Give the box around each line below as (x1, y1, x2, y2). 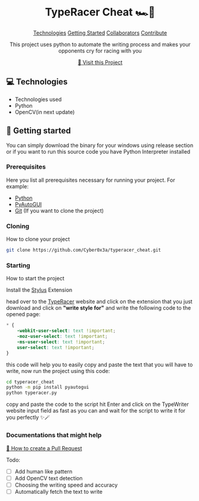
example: (6, 182, 29, 190)
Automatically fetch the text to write (14, 488, 103, 495)
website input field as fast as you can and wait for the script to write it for (6, 407, 186, 414)
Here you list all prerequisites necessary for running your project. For (6, 176, 176, 184)
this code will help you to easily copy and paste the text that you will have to (6, 361, 193, 368)
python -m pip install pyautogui (6, 384, 89, 390)
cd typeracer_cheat (6, 378, 55, 385)
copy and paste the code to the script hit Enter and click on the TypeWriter (6, 401, 189, 408)
